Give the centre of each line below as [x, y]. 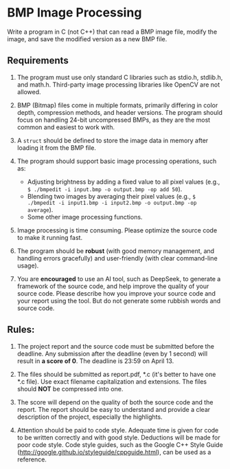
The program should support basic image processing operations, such [117, 161]
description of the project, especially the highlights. [90, 417]
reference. [32, 459]
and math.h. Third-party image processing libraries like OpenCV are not [118, 85]
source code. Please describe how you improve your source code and [116, 293]
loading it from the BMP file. [56, 148]
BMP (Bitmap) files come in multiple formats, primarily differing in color [117, 105]
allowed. [29, 91]
